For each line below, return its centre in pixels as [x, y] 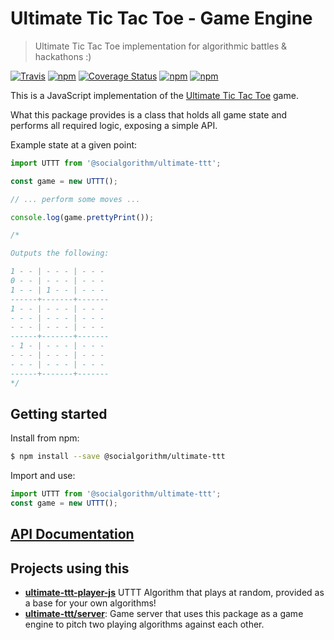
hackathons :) [63, 56]
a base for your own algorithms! [90, 603]
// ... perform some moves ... [75, 199]
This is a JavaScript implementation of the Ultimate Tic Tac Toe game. [154, 95]
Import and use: [43, 476]
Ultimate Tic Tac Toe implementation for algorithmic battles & [161, 46]
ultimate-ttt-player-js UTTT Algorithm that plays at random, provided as [174, 593]
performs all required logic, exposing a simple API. [114, 125]
